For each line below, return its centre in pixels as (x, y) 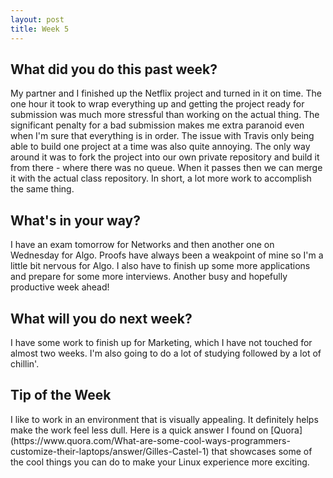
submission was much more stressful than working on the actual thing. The (165, 115)
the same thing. (42, 189)
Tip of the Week (61, 395)
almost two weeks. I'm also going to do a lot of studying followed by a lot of (166, 353)
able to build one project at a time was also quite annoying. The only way (160, 147)
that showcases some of (262, 451)
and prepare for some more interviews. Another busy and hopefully (149, 277)
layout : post (37, 19)
